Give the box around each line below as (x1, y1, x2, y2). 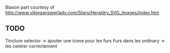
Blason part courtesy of (5, 5, 55, 10)
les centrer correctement (5, 43, 57, 49)
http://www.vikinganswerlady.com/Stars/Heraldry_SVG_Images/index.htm (5, 10, 159, 16)
